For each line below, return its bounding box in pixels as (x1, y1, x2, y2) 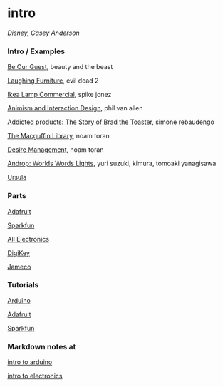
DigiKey (7, 248, 31, 257)
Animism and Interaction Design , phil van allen (7, 104, 143, 113)
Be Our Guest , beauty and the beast (7, 63, 113, 71)
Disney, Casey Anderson (7, 29, 80, 37)
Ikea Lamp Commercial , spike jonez (7, 91, 112, 99)
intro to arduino (7, 358, 53, 366)
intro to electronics (7, 372, 63, 381)
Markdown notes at (7, 341, 76, 351)
